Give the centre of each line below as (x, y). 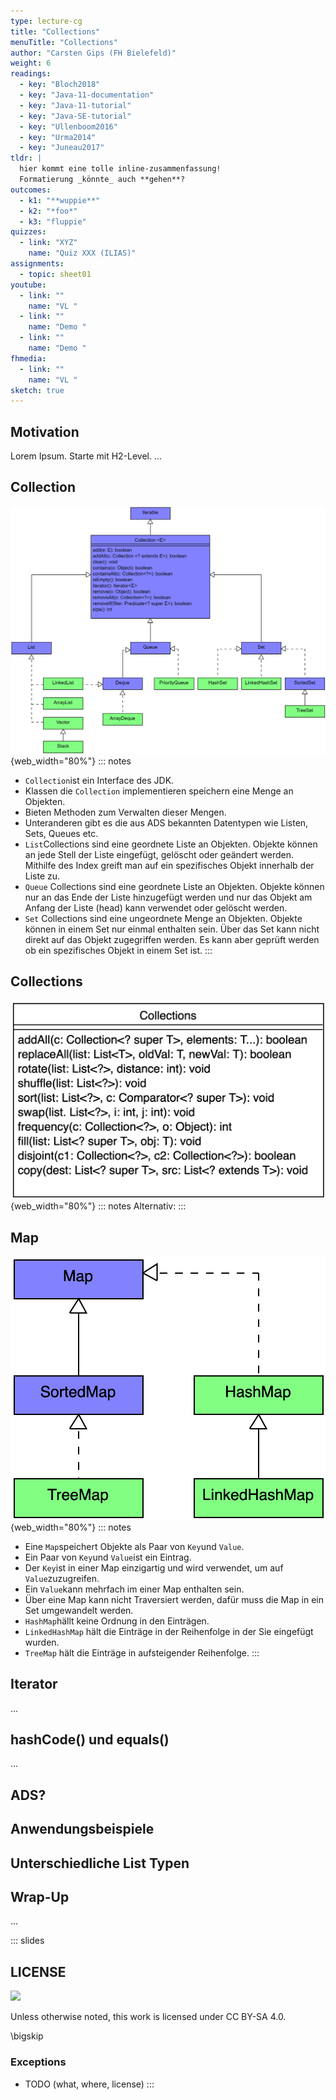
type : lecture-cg (46, 21)
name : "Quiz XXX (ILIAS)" (82, 253)
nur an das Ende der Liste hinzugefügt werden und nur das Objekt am (168, 897)
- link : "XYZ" (48, 243)
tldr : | (26, 158)
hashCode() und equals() (90, 1740)
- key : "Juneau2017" (62, 148)
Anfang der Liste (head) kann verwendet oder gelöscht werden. (156, 908)
